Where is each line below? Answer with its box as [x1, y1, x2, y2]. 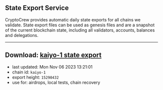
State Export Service [5, 4, 69, 12]
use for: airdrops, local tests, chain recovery [12, 79, 100, 85]
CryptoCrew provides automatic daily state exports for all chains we [5, 17, 141, 22]
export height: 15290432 [12, 74, 59, 80]
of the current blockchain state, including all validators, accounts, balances [5, 27, 155, 33]
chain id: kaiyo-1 [12, 69, 46, 75]
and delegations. [5, 32, 39, 38]
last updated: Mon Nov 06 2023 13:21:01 [12, 64, 93, 70]
